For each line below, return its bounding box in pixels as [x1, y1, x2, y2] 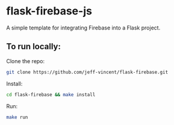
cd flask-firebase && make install [6, 91, 96, 97]
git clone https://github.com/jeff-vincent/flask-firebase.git [6, 69, 169, 75]
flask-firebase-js [6, 4, 92, 18]
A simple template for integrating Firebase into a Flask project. [6, 24, 161, 31]
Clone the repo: [6, 57, 45, 64]
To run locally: [6, 41, 61, 52]
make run [6, 114, 28, 120]
